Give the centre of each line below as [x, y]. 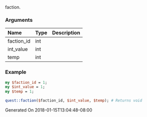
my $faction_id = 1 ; [26, 82]
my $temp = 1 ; [20, 92]
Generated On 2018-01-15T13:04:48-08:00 [49, 110]
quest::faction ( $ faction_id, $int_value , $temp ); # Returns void [73, 101]
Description [66, 33]
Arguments [19, 20]
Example [16, 72]
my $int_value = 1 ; [25, 87]
